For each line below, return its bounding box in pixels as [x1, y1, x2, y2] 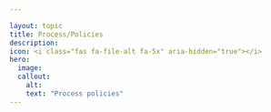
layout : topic [9, 21, 64, 30]
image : [17, 64, 43, 73]
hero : [9, 56, 30, 65]
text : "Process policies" [25, 88, 125, 98]
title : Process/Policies [9, 29, 104, 39]
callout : [17, 72, 51, 82]
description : [9, 38, 59, 47]
